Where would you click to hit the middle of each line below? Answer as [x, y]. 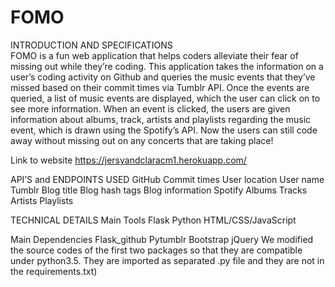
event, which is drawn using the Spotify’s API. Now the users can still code [164, 130]
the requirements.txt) [54, 271]
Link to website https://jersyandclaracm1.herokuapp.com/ [128, 160]
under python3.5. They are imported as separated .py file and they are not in [167, 260]
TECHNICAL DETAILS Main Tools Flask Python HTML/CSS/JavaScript [153, 220]
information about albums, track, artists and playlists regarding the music [161, 119]
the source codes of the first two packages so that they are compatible [156, 250]
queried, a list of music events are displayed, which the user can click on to [165, 98]
